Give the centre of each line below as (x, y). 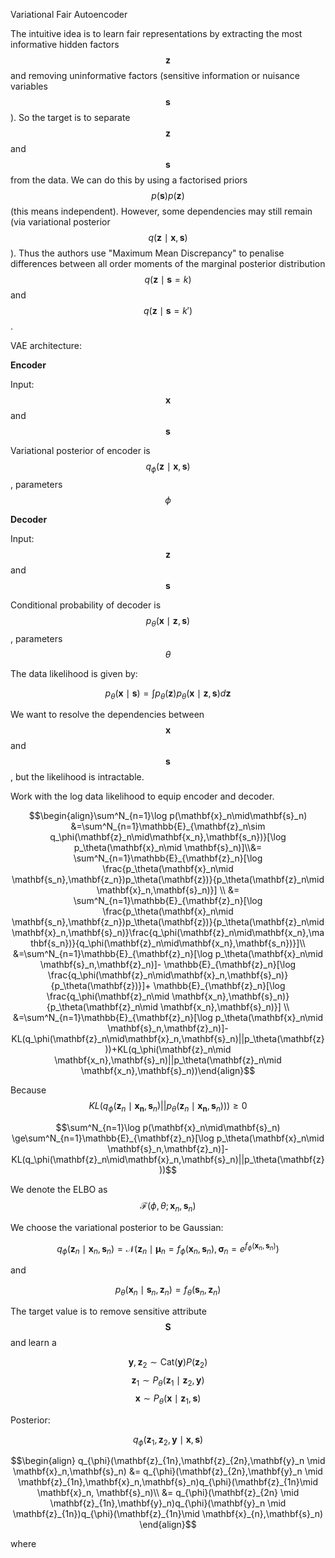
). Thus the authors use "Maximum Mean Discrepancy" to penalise (147, 253)
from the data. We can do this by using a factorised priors (129, 180)
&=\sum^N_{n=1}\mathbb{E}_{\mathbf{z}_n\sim (168, 826)
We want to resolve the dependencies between (107, 715)
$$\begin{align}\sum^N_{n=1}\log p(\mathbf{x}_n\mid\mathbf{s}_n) (168, 816)
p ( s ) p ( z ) (168, 195)
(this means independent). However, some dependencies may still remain (161, 211)
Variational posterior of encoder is (80, 450)
